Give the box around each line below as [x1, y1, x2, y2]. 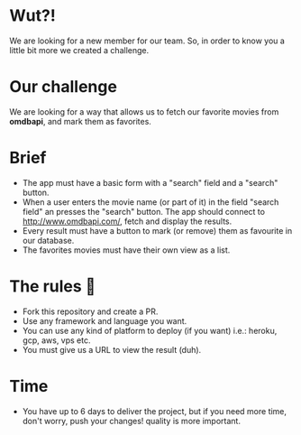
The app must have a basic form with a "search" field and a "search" [22, 177, 278, 188]
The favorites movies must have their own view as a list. [22, 245, 231, 255]
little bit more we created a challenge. [9, 44, 150, 55]
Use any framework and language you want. [22, 315, 187, 326]
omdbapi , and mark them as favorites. [9, 116, 151, 126]
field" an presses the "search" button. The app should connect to [22, 206, 266, 217]
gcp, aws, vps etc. [22, 335, 92, 346]
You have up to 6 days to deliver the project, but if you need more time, [22, 405, 287, 416]
